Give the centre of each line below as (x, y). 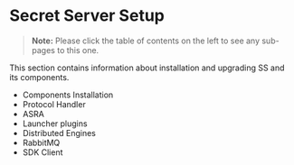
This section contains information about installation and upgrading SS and (147, 68)
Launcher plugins (55, 124)
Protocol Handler (54, 104)
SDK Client (43, 152)
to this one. (78, 50)
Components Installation (68, 95)
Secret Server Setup (87, 16)
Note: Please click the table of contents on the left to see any (146, 41)
